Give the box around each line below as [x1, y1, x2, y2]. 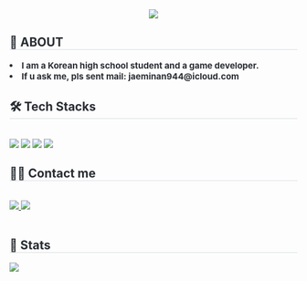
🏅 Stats [9, 237, 51, 253]
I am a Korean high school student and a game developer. [21, 59, 259, 71]
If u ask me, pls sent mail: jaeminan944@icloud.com [21, 70, 239, 82]
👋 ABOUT [9, 35, 64, 50]
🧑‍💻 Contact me [9, 166, 96, 182]
